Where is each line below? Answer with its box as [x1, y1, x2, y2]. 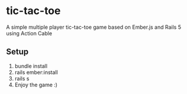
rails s [14, 75, 29, 82]
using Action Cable [6, 29, 53, 36]
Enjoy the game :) [14, 81, 58, 88]
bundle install [14, 62, 48, 69]
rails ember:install [14, 69, 58, 76]
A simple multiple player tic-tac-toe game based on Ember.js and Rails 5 [6, 23, 182, 31]
